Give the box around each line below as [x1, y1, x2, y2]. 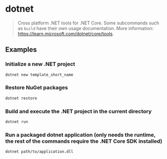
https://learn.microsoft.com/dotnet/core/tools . [17, 30, 114, 37]
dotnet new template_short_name [5, 72, 73, 77]
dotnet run [5, 119, 28, 124]
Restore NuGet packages [5, 84, 68, 91]
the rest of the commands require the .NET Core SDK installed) [5, 138, 162, 145]
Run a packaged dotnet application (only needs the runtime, [5, 131, 156, 138]
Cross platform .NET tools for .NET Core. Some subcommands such [17, 20, 159, 26]
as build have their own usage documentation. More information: [17, 25, 154, 31]
